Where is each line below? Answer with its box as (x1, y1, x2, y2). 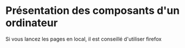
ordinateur (5, 16, 58, 29)
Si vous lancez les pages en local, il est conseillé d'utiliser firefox (5, 35, 162, 42)
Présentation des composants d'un (5, 4, 180, 17)
